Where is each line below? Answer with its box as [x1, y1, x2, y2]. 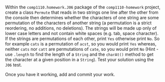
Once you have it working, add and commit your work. [5, 72, 115, 77]
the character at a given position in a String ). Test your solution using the [5, 57, 154, 62]
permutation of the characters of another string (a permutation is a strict [5, 20, 152, 26]
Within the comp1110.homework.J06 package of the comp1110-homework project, [5, 4, 161, 10]
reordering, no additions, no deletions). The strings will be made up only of [5, 25, 157, 31]
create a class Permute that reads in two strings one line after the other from [5, 9, 159, 15]
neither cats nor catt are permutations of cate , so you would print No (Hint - [5, 46, 159, 52]
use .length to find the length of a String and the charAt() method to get [5, 51, 154, 57]
